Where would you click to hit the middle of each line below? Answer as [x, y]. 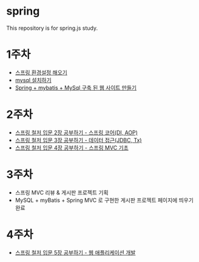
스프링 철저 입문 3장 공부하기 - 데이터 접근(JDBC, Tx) [78, 140]
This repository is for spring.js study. [52, 28]
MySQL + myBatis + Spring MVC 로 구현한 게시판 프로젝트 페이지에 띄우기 [104, 200]
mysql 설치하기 [33, 80]
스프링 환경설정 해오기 [41, 72]
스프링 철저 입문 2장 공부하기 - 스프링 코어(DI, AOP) [76, 133]
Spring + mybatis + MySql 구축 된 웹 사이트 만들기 [76, 88]
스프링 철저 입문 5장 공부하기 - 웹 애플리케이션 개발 [75, 252]
